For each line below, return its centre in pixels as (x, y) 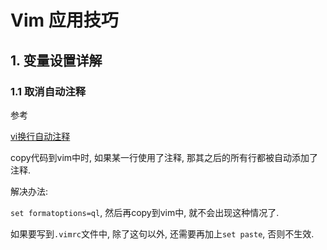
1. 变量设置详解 (56, 60)
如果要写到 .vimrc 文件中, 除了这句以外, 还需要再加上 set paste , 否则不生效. (162, 233)
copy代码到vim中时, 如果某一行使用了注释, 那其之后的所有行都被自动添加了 (164, 157)
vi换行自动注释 (40, 136)
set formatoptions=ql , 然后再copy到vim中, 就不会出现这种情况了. (145, 212)
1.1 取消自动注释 (48, 91)
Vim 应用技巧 (64, 20)
